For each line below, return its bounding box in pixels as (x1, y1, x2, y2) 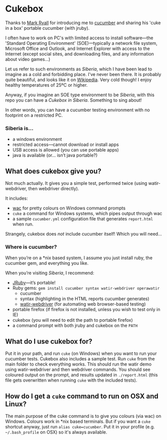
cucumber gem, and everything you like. (5, 260, 89, 266)
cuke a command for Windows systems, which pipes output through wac (12, 210, 162, 216)
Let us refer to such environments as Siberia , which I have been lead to (5, 66, 152, 72)
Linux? (5, 400, 27, 408)
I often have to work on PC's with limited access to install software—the (5, 35, 153, 41)
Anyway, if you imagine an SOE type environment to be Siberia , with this (5, 92, 154, 98)
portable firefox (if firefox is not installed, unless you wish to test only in (12, 307, 160, 313)
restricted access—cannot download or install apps (12, 141, 119, 148)
